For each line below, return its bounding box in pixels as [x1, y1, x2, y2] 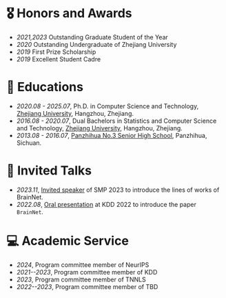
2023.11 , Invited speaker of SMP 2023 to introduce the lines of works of [16, 186, 220, 194]
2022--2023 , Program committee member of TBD [16, 282, 158, 290]
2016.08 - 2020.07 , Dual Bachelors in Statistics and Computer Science [16, 117, 217, 125]
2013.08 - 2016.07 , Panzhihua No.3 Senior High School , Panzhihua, [16, 131, 207, 139]
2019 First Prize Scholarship [16, 48, 96, 56]
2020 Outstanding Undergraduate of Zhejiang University [16, 40, 177, 48]
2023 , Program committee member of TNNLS [16, 275, 146, 284]
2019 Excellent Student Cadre [16, 54, 101, 63]
